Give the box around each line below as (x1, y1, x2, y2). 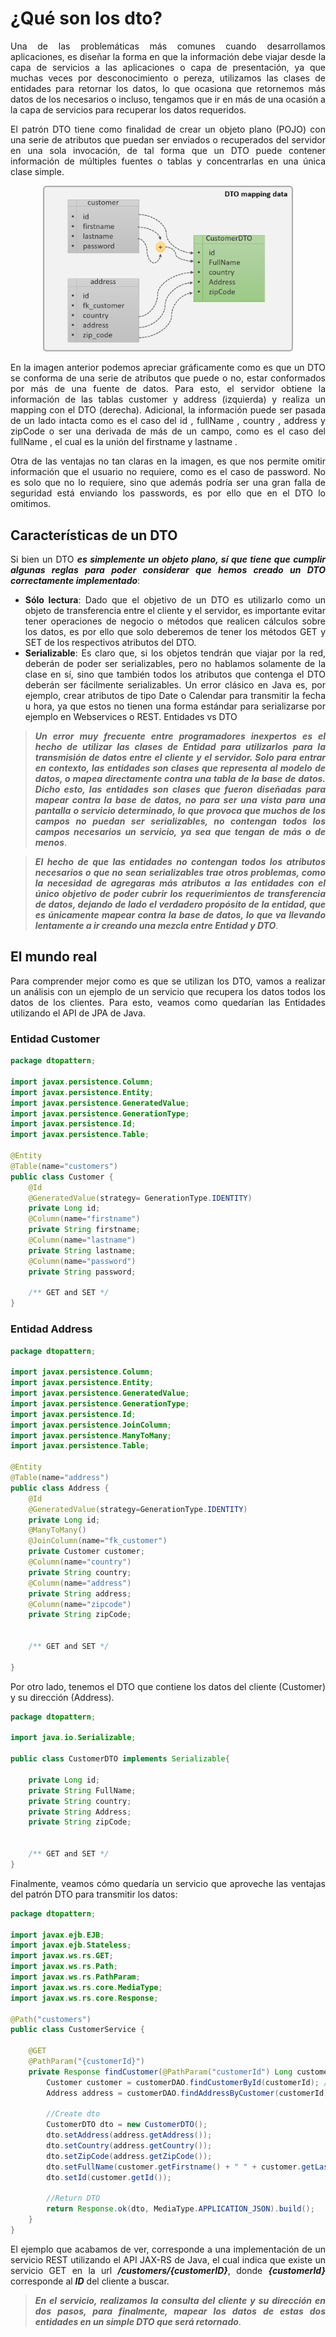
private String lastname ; (28, 1245, 137, 1256)
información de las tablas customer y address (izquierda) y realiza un (10, 393, 326, 406)
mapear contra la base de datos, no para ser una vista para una (34, 794, 326, 806)
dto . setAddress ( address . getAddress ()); (46, 2130, 213, 2141)
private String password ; (28, 1267, 137, 1277)
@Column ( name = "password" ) (28, 1256, 137, 1266)
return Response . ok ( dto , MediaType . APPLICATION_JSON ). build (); (46, 2204, 315, 2214)
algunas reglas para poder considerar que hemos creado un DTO (10, 564, 326, 576)
